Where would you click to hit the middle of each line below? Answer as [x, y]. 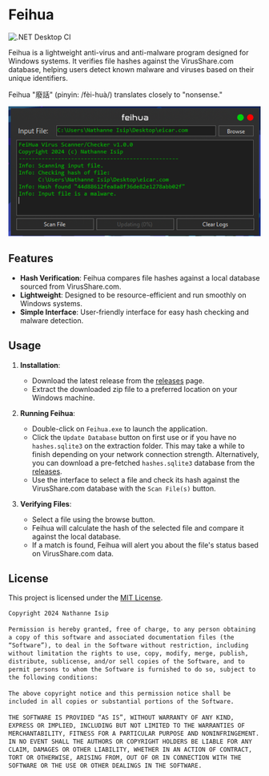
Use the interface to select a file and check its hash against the [136, 479]
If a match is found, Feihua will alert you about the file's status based [145, 545]
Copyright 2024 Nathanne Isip [59, 614]
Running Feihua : [48, 413]
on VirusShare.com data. [73, 553]
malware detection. [52, 320]
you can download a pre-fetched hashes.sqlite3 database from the [143, 463]
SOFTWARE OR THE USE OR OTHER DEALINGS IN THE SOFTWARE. [105, 766]
